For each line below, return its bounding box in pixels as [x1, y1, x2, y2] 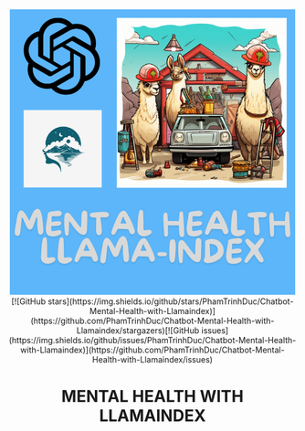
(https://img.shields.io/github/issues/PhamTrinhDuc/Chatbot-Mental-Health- [8, 335, 297, 345]
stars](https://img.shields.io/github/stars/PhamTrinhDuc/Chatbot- [47, 296, 294, 307]
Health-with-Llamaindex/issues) [91, 354, 214, 364]
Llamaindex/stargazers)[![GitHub [76, 325, 200, 336]
